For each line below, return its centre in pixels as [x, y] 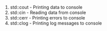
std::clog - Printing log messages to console [56, 23]
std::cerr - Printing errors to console [47, 18]
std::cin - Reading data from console [48, 12]
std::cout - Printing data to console [46, 7]
